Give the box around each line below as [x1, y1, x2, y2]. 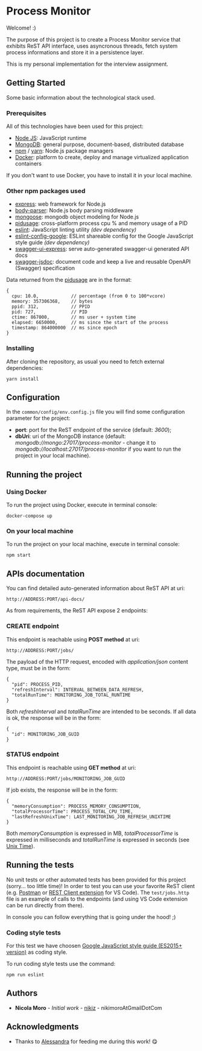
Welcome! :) [6, 24, 36, 31]
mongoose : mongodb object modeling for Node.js [14, 213, 139, 221]
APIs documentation [6, 568, 85, 579]
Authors [6, 988, 38, 999]
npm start [6, 552, 31, 559]
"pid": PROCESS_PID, [11, 681, 63, 687]
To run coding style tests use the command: [6, 960, 116, 967]
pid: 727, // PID [11, 309, 87, 315]
